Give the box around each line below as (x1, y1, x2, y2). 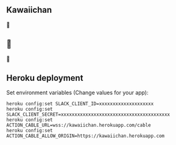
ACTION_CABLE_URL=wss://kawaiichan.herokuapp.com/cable (6, 122, 151, 128)
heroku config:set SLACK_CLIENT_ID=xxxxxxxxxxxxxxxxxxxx (6, 101, 154, 107)
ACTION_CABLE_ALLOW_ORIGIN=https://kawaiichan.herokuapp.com (6, 133, 165, 139)
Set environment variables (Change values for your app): (6, 89, 149, 97)
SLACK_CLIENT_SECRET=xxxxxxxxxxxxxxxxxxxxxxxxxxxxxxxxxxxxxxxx (6, 111, 171, 118)
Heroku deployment (6, 73, 83, 83)
